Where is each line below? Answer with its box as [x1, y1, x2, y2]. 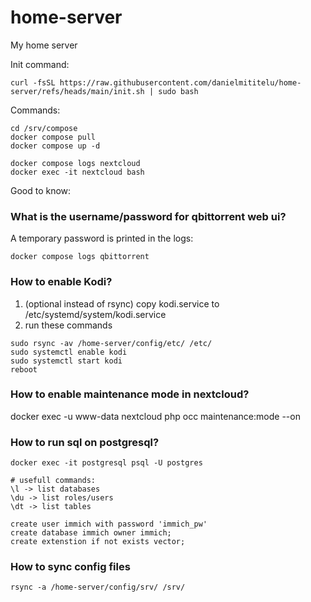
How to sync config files [10, 560, 131, 574]
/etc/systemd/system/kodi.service [24, 308, 167, 320]
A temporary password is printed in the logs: [10, 232, 194, 245]
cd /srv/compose [10, 123, 78, 133]
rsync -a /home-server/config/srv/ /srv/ [10, 582, 186, 593]
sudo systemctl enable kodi [10, 347, 128, 357]
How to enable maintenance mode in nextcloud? [10, 387, 250, 401]
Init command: [10, 58, 70, 70]
